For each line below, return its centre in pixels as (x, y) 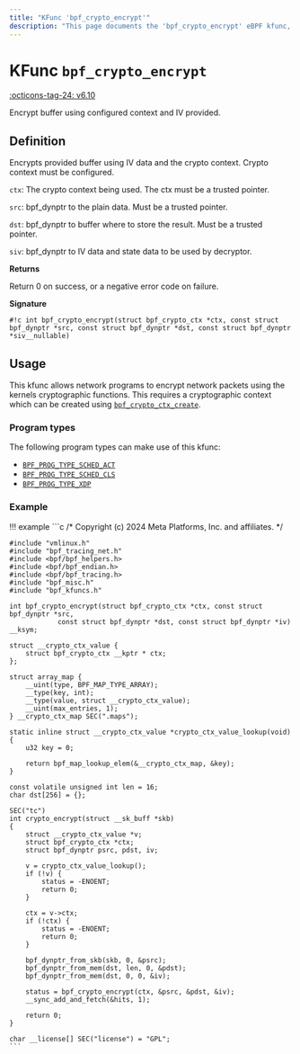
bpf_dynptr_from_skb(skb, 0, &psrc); (96, 960)
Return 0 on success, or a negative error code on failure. (114, 286)
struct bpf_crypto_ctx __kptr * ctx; (96, 653)
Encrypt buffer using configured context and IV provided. (115, 112)
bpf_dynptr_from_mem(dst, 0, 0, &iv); (98, 976)
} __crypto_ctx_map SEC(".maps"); (74, 716)
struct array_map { (46, 677)
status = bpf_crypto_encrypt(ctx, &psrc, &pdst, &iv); (130, 991)
